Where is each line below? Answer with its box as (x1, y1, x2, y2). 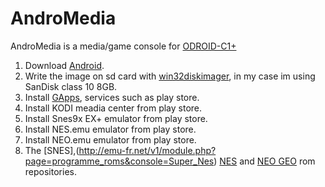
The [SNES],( (24, 144, 80, 156)
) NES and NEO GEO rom (213, 155, 316, 167)
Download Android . (24, 59, 105, 71)
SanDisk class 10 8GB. (24, 80, 118, 92)
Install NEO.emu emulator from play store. (24, 133, 197, 146)
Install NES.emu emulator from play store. (24, 123, 197, 135)
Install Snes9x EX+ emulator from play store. (24, 112, 208, 124)
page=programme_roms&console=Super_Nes (24, 155, 215, 167)
